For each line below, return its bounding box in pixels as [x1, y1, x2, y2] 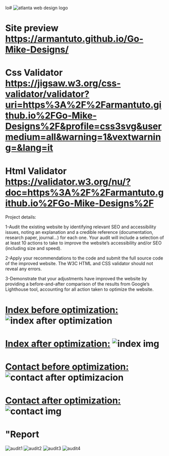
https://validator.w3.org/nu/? [5, 176, 131, 187]
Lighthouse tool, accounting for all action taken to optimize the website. [5, 286, 154, 292]
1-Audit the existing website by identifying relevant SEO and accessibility [5, 224, 156, 230]
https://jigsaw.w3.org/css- [5, 78, 121, 89]
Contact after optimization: [5, 395, 121, 407]
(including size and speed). [5, 245, 62, 251]
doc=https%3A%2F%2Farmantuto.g [5, 187, 164, 198]
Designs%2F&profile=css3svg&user [5, 121, 162, 132]
